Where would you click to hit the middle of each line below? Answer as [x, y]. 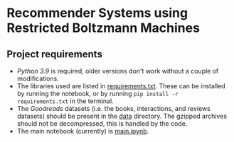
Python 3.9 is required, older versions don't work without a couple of [118, 71]
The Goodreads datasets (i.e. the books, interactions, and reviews [113, 108]
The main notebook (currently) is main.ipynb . [83, 131]
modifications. [38, 78]
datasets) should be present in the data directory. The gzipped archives [122, 116]
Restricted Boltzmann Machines [103, 28]
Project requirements [54, 54]
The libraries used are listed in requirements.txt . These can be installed [121, 86]
